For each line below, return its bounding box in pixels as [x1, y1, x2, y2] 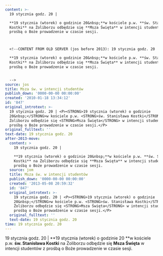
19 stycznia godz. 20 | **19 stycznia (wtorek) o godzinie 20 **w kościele [5, 235, 151, 241]
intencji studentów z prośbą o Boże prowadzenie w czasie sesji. [5, 245, 132, 251]
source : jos [5, 82, 29, 87]
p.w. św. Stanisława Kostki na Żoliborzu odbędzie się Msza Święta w [5, 240, 145, 246]
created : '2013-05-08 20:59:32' [9, 181, 75, 186]
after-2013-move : [5, 137, 40, 141]
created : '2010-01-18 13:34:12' [5, 96, 70, 101]
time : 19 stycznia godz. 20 [5, 222, 62, 226]
